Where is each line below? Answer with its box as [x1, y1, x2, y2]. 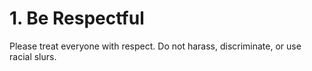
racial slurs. [9, 50, 57, 62]
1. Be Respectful [9, 7, 145, 30]
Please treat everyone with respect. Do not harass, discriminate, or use [9, 40, 302, 52]
